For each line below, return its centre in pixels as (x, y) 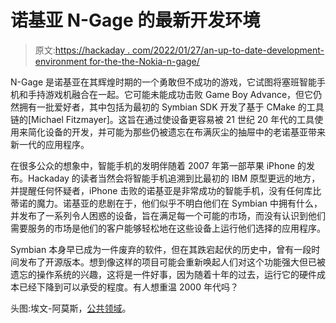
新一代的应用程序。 (50, 144)
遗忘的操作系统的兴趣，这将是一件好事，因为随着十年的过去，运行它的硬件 (163, 274)
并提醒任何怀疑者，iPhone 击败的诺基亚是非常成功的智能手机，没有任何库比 (166, 190)
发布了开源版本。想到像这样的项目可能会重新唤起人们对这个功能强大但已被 (172, 262)
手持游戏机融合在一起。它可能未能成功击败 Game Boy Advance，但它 (170, 94)
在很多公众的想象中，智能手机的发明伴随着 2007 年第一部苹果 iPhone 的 (158, 165)
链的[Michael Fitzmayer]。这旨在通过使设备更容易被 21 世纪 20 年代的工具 (162, 119)
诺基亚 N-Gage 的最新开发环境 (135, 20)
